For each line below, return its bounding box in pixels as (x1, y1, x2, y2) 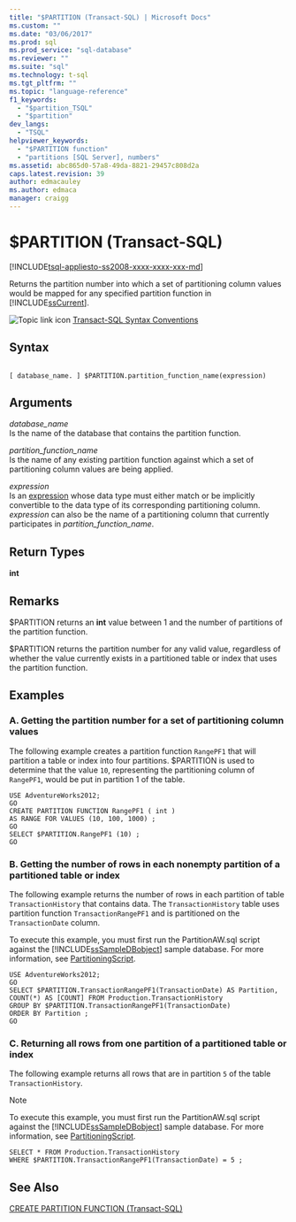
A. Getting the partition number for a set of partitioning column (9, 714, 285, 726)
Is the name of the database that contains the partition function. (9, 428, 241, 439)
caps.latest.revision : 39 (9, 169, 104, 178)
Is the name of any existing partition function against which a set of (9, 455, 254, 465)
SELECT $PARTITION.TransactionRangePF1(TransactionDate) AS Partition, (9, 986, 278, 995)
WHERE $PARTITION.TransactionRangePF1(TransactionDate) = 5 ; (9, 1156, 243, 1164)
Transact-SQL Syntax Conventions (72, 314, 199, 325)
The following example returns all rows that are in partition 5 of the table (9, 1068, 271, 1080)
